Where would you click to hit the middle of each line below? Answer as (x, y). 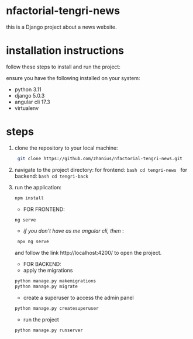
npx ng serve (33, 242)
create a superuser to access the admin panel (79, 298)
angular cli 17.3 (32, 102)
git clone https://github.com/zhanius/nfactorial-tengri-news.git (100, 158)
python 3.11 (28, 89)
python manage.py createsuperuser (56, 309)
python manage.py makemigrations (55, 281)
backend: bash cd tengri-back (51, 176)
